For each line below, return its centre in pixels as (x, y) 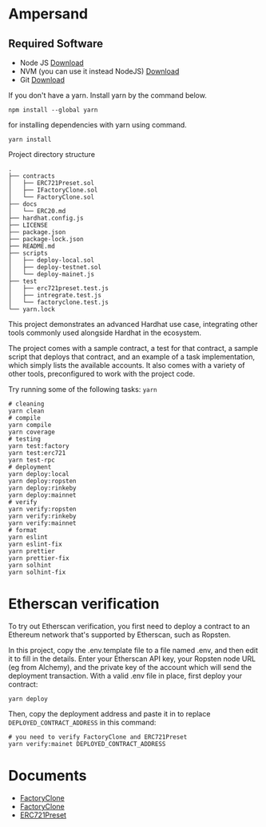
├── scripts (28, 253)
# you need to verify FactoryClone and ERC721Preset (98, 737)
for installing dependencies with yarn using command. (98, 125)
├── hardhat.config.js (46, 218)
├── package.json (37, 232)
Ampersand (48, 14)
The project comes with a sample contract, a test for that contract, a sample (133, 348)
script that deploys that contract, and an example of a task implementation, (132, 357)
